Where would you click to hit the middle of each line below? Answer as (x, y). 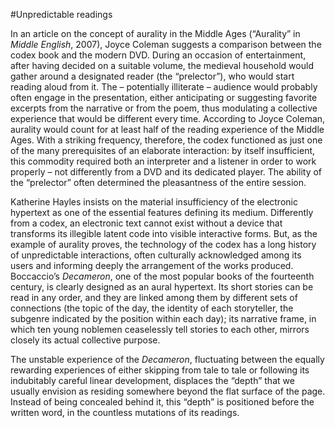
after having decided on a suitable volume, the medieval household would (162, 65)
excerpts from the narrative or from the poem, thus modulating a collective (164, 108)
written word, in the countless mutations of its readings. (125, 412)
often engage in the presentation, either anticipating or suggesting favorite (164, 97)
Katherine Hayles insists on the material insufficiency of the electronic (154, 202)
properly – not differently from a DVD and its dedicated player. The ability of (166, 172)
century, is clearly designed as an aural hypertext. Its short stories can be (162, 287)
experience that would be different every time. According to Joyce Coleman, (168, 118)
